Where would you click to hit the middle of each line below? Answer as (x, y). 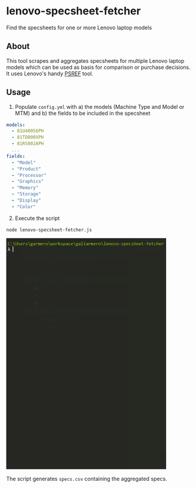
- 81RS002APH (28, 144)
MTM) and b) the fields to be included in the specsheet (82, 113)
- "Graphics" (28, 182)
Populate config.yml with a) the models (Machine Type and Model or (99, 106)
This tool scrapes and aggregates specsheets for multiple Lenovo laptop (95, 60)
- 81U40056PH (28, 131)
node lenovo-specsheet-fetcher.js (49, 230)
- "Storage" (27, 194)
